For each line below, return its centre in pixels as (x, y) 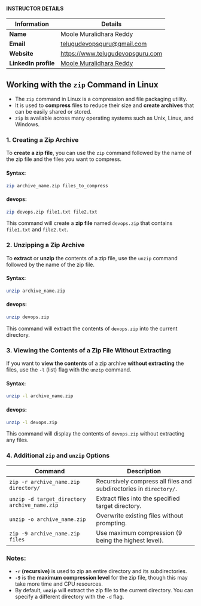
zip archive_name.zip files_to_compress (57, 185)
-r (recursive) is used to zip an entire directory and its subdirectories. (101, 571)
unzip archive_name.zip (36, 291)
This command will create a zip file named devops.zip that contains (89, 223)
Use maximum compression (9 (139, 532)
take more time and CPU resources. (59, 584)
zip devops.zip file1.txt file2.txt (52, 212)
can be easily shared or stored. (53, 112)
